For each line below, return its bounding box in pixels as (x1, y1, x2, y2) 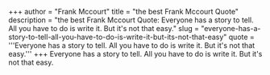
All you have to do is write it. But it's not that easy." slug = (8, 24, 200, 33)
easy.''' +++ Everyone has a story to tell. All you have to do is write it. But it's (8, 49, 263, 58)
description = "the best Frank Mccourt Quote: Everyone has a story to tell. (8, 15, 254, 25)
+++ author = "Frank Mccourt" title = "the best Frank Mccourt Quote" (8, 7, 239, 16)
